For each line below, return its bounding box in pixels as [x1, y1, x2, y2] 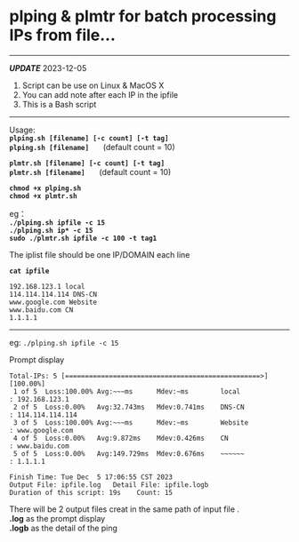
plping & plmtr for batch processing [9, 6, 277, 27]
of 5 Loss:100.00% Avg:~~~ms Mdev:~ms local [20, 387, 241, 396]
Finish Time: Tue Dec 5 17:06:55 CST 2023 [9, 473, 174, 482]
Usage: [9, 124, 36, 135]
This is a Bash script [21, 99, 97, 109]
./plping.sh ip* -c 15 [9, 226, 93, 235]
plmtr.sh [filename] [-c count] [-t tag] [9, 158, 166, 168]
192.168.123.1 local [9, 282, 86, 291]
